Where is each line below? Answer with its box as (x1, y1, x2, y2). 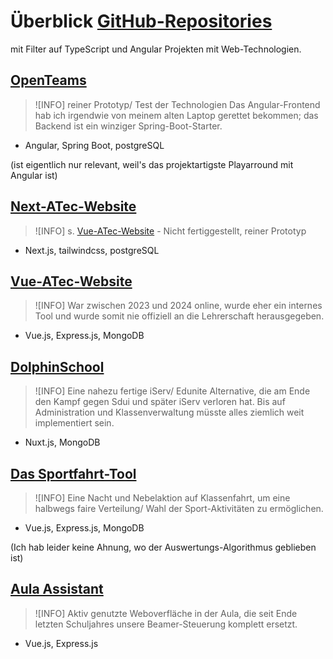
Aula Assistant (10, 581, 104, 598)
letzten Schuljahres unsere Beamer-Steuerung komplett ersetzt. (34, 618, 298, 630)
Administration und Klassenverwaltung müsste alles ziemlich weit (34, 406, 305, 419)
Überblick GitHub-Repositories (10, 10, 273, 33)
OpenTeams (10, 72, 87, 89)
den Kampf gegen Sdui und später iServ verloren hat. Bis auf (34, 396, 286, 408)
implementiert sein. (34, 417, 115, 429)
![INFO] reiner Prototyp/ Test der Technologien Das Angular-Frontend (34, 98, 321, 110)
